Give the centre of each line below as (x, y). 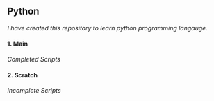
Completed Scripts (34, 59)
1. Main (18, 44)
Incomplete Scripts (34, 91)
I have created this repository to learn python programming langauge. (108, 28)
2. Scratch (23, 75)
